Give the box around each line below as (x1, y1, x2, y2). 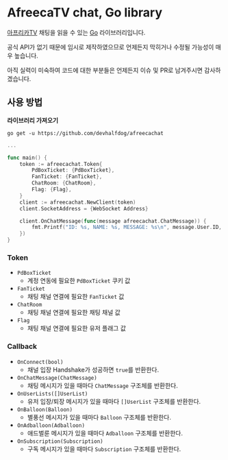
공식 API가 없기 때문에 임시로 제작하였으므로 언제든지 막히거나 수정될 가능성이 (7, 43, 214, 51)
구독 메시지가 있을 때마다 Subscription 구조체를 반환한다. (27, 444, 181, 453)
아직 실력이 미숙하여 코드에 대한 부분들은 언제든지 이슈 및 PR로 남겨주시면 (7, 66, 203, 74)
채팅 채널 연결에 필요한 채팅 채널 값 (27, 308, 121, 317)
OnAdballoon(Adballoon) (16, 422, 86, 429)
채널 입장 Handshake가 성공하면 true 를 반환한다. (27, 365, 160, 374)
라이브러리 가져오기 (7, 116, 59, 124)
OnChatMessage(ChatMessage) (16, 374, 97, 381)
